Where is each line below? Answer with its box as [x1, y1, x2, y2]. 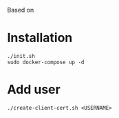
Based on [7, 6, 34, 14]
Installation [7, 30, 73, 46]
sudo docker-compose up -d [7, 59, 85, 66]
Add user [7, 82, 61, 97]
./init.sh [7, 52, 36, 59]
